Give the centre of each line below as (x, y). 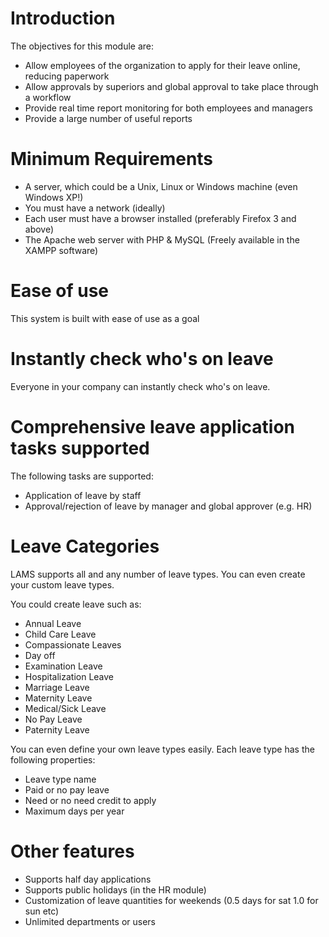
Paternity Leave (57, 729)
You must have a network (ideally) (95, 208)
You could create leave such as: (76, 604)
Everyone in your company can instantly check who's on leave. (140, 386)
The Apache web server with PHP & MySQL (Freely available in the (162, 239)
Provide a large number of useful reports (108, 118)
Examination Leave (63, 666)
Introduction (63, 18)
